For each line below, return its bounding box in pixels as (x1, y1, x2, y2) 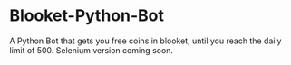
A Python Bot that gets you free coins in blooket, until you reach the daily (9, 35, 282, 46)
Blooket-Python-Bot (9, 5, 165, 26)
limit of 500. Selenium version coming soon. (9, 44, 174, 55)
